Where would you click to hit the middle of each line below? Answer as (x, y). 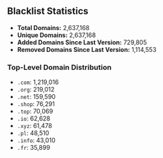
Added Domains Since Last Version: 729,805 (82, 42)
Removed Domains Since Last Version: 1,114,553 (87, 49)
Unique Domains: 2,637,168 (56, 35)
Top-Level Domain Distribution (59, 67)
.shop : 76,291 (36, 104)
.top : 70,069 (35, 111)
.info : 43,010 (36, 140)
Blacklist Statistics (48, 11)
